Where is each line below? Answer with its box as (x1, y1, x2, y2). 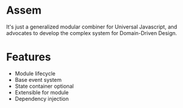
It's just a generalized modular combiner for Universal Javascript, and (6, 23, 178, 30)
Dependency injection (14, 95, 69, 102)
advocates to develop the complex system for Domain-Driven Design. (6, 29, 178, 36)
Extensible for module (14, 88, 69, 96)
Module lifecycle (14, 69, 55, 77)
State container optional (14, 82, 74, 90)
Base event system (14, 76, 62, 83)
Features (6, 50, 51, 64)
